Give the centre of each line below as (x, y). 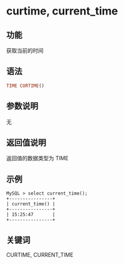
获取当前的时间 (25, 50)
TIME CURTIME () (25, 86)
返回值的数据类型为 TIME (37, 158)
